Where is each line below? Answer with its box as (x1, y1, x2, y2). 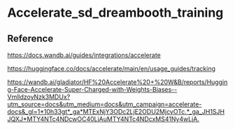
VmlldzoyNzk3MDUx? (7, 92, 71, 101)
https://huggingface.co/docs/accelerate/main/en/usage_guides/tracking (7, 65, 215, 72)
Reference (7, 33, 54, 44)
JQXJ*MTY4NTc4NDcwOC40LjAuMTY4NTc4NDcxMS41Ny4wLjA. (7, 115, 199, 123)
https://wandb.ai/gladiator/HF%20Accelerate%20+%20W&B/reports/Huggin (7, 78, 228, 86)
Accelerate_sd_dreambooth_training (7, 5, 224, 21)
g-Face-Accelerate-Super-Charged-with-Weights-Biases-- (7, 86, 178, 93)
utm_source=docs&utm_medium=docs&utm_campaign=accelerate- (7, 100, 202, 108)
